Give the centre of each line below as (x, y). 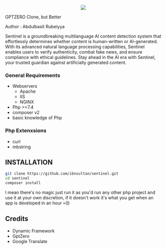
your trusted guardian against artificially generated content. (66, 62)
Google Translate (30, 241)
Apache (28, 91)
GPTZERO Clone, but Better (33, 17)
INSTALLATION (29, 162)
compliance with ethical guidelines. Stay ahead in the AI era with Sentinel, (81, 57)
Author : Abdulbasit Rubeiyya (35, 27)
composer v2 (26, 113)
